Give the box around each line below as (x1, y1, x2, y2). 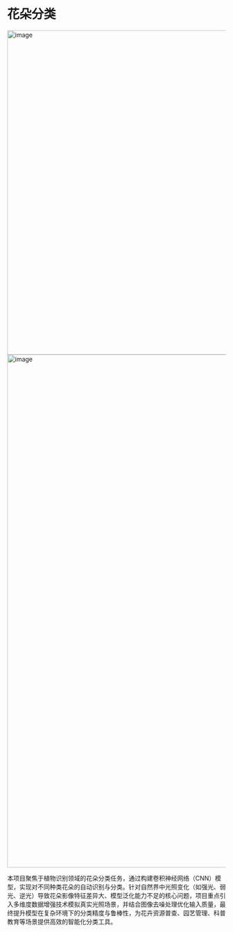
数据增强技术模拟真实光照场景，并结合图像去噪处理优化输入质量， (31, 900, 220, 908)
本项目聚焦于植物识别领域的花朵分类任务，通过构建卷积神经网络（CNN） (7, 874, 216, 882)
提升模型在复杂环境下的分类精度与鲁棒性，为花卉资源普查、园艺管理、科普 (12, 908, 226, 917)
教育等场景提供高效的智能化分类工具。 (7, 917, 116, 926)
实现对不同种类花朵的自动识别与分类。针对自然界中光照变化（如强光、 (19, 883, 220, 891)
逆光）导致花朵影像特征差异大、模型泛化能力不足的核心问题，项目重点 (19, 891, 220, 899)
